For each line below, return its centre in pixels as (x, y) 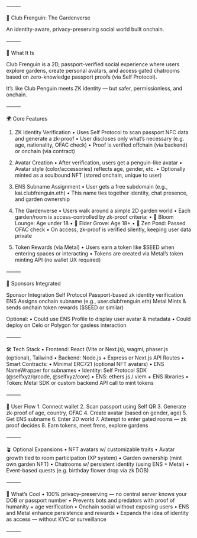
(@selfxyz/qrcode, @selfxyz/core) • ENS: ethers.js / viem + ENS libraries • (97, 377)
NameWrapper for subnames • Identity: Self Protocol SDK (76, 370)
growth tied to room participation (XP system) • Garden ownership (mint (94, 458)
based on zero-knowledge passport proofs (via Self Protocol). (82, 77)
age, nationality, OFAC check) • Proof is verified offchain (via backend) (101, 145)
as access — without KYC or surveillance (56, 519)
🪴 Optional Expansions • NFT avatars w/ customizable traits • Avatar (91, 449)
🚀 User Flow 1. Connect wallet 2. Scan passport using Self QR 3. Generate (96, 406)
